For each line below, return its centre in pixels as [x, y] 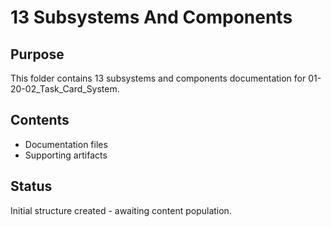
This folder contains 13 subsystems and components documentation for [158, 78]
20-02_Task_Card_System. [65, 89]
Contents [40, 120]
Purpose [37, 54]
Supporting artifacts [66, 155]
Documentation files [66, 144]
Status [31, 186]
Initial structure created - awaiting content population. [121, 210]
